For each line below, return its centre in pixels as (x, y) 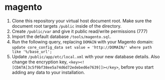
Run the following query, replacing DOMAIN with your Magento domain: (83, 41)
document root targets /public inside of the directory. (67, 26)
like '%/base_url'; (32, 52)
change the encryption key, (40, 62)
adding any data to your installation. (48, 72)
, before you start (136, 67)
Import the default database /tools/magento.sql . (61, 37)
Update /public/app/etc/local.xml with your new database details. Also (86, 56)
